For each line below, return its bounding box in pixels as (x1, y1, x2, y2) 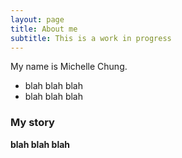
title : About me (10, 24, 78, 34)
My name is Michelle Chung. (10, 61, 128, 73)
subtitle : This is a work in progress (10, 33, 172, 43)
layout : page (10, 14, 65, 25)
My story (10, 116, 55, 130)
